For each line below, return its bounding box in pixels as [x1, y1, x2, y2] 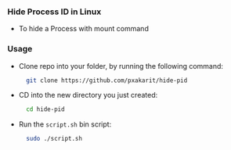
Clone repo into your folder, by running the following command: [18, 61, 224, 70]
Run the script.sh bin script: [18, 120, 112, 129]
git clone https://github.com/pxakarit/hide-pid [26, 77, 188, 84]
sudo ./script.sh [26, 135, 83, 143]
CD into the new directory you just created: [18, 91, 158, 100]
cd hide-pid [26, 105, 65, 113]
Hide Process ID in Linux [7, 6, 102, 17]
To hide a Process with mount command [18, 24, 150, 34]
